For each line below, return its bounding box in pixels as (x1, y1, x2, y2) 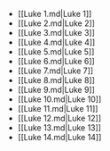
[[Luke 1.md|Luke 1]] (17, 9, 92, 19)
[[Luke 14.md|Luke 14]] (17, 132, 102, 142)
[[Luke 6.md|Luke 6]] (17, 56, 95, 66)
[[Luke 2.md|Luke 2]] (17, 18, 96, 29)
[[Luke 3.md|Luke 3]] (17, 28, 96, 38)
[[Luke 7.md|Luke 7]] (17, 65, 94, 76)
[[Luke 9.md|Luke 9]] (17, 85, 96, 95)
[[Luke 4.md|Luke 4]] (17, 37, 96, 47)
